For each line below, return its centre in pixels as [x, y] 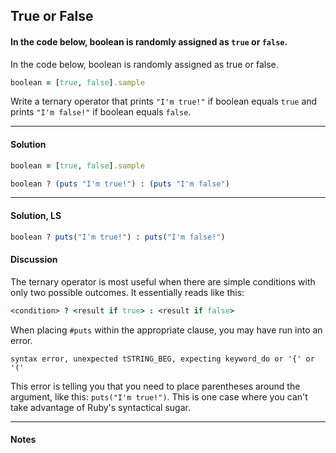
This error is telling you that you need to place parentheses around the [155, 386]
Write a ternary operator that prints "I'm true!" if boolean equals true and [164, 101]
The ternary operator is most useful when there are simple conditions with [163, 281]
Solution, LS [36, 216]
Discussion [34, 260]
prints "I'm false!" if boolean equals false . [101, 112]
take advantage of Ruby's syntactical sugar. [100, 407]
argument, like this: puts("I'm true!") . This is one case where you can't [159, 396]
